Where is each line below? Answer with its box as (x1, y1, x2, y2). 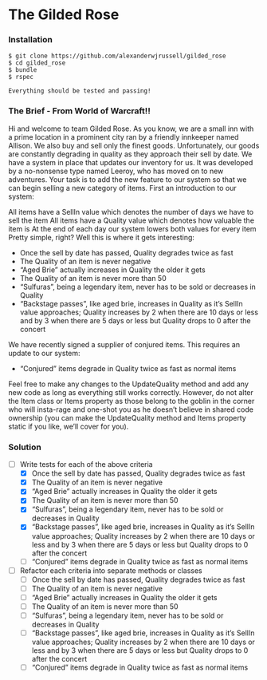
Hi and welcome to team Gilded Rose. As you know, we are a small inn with (8, 124, 254, 133)
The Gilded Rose (8, 6, 120, 24)
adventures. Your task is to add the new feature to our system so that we (8, 174, 247, 184)
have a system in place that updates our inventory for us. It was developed (8, 157, 253, 167)
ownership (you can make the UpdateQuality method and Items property (8, 413, 247, 422)
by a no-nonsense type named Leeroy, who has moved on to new (8, 166, 224, 176)
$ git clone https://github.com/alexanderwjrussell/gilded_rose (8, 52, 226, 61)
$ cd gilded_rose (8, 59, 66, 67)
